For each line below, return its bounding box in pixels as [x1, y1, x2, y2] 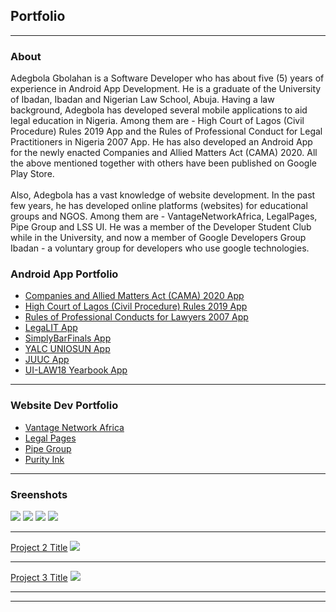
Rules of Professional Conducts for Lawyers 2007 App [24, 311, 249, 323]
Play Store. [10, 168, 55, 180]
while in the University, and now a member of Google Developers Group [10, 232, 307, 244]
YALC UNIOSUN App [24, 343, 111, 355]
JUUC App [24, 354, 70, 366]
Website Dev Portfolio [10, 399, 119, 413]
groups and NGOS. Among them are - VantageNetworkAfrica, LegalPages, [10, 210, 318, 223]
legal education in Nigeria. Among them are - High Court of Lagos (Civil [10, 115, 305, 127]
